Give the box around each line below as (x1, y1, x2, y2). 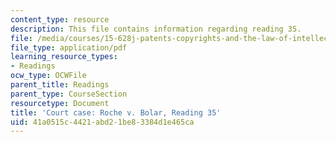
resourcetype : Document (10, 98, 110, 108)
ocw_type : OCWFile (10, 71, 87, 81)
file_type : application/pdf (10, 42, 128, 53)
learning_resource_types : (10, 52, 118, 62)
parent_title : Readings (10, 80, 110, 90)
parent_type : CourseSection (10, 89, 128, 99)
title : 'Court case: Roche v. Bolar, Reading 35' (10, 107, 222, 118)
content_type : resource (10, 14, 110, 25)
